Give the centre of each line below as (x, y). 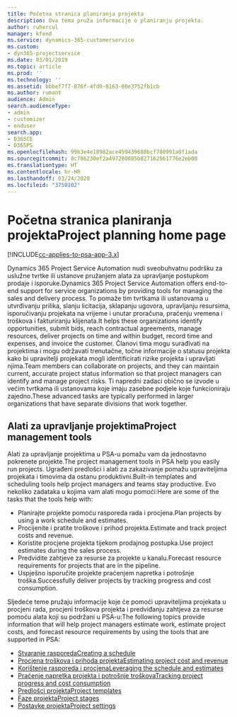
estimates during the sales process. (69, 551)
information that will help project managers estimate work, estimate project (117, 624)
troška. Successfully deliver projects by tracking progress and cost (114, 580)
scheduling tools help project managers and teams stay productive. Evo (112, 484)
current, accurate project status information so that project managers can (114, 374)
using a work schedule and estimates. (73, 520)
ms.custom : (23, 47)
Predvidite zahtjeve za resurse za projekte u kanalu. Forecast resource (119, 558)
